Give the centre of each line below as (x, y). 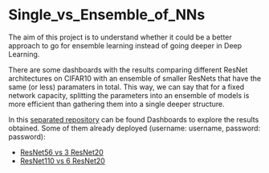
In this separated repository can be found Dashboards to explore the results (134, 119)
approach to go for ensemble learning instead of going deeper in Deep (125, 45)
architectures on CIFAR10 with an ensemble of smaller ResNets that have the (135, 78)
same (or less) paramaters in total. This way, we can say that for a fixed (126, 87)
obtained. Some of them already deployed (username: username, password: (134, 128)
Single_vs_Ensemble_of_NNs (107, 15)
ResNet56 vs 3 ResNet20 (62, 152)
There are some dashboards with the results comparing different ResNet (128, 69)
